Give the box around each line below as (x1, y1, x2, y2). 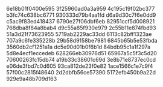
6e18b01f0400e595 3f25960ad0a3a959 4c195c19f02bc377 (6, 5, 155, 12)
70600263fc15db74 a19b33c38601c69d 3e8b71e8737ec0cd (6, 56, 156, 63)
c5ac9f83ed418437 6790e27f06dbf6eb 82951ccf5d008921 (6, 18, 155, 25)
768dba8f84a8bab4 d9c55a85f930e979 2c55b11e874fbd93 (6, 24, 156, 31)
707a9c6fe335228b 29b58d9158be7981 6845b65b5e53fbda (6, 37, 158, 44)
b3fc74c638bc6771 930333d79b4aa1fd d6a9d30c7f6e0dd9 (6, 11, 156, 19)
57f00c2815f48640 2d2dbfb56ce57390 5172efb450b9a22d (6, 69, 156, 76)
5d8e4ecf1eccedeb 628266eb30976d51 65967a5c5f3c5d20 (6, 50, 157, 56)
